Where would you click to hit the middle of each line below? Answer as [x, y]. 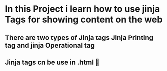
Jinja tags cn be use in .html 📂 [52, 62]
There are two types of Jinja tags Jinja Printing [79, 38]
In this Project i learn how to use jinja [83, 9]
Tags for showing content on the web [84, 19]
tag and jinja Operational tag [50, 45]
